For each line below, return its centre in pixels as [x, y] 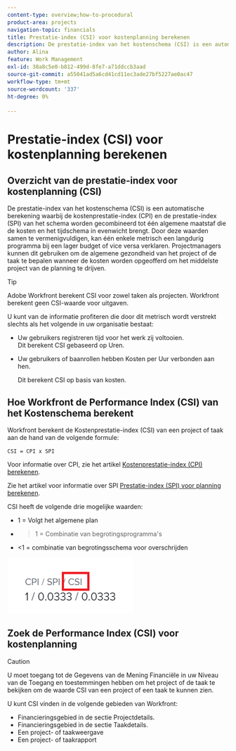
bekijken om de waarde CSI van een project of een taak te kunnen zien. [111, 690]
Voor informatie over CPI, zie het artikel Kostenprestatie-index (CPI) [105, 464]
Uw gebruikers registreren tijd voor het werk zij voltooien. [100, 338]
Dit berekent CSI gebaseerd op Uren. [71, 346]
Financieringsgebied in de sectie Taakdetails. [83, 724]
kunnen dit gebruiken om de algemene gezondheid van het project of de [112, 253]
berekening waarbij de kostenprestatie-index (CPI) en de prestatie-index [112, 216]
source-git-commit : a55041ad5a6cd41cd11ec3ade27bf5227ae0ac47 [100, 74]
